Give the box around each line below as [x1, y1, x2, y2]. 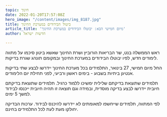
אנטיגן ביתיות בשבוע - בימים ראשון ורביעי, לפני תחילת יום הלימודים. [5, 70, 134, 76]
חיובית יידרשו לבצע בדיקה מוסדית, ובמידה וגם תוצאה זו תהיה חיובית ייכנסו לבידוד [5, 85, 159, 92]
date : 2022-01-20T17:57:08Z [5, 12, 65, 17]
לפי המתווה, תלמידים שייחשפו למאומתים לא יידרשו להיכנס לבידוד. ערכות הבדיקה [5, 101, 160, 107]
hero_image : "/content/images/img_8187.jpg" [5, 17, 101, 22]
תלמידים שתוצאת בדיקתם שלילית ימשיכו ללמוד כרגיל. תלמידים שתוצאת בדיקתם [5, 80, 158, 86]
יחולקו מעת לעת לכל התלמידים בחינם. [5, 106, 78, 112]
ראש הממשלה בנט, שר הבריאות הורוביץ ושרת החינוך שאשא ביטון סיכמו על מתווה [5, 49, 160, 55]
